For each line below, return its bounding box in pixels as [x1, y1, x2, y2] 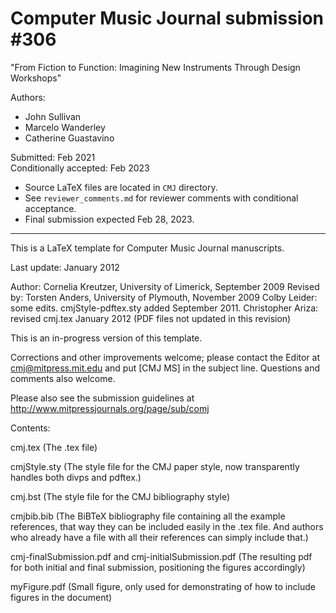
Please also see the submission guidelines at [10, 392, 195, 404]
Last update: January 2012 [10, 261, 120, 273]
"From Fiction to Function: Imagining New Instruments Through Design [10, 61, 301, 73]
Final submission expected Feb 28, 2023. [24, 213, 195, 225]
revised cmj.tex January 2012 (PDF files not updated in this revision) [10, 312, 292, 324]
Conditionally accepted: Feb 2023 [10, 162, 150, 174]
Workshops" [10, 72, 62, 84]
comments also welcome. [10, 372, 116, 384]
